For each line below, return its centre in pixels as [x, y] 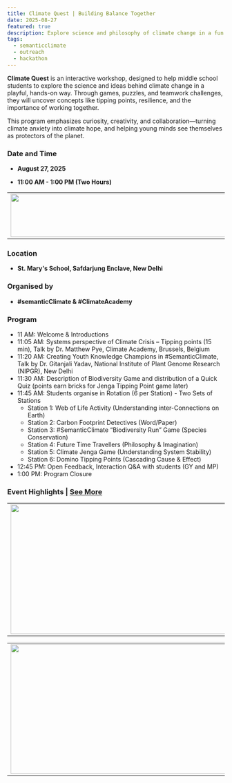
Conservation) [48, 437]
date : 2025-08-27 [32, 20]
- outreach [29, 53]
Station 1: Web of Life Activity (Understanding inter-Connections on [123, 408]
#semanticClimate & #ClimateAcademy [75, 301]
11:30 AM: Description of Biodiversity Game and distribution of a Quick [117, 378]
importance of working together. [53, 107]
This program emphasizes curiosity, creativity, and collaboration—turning [112, 121]
